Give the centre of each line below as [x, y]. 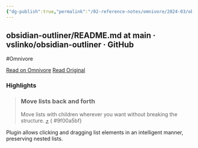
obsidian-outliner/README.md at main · [81, 36]
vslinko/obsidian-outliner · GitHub [70, 45]
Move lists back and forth [58, 101]
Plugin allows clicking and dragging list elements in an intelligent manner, [95, 132]
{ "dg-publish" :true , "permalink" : [47, 11]
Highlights [21, 85]
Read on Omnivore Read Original [46, 70]
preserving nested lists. [34, 139]
